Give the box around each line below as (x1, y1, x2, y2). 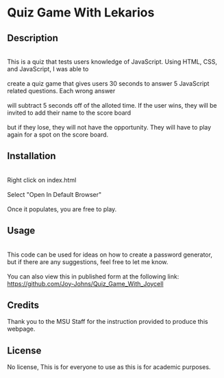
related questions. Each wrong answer (7, 87, 116, 95)
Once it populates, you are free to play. (7, 204, 117, 213)
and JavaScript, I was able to (7, 65, 89, 73)
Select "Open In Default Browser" (7, 190, 101, 198)
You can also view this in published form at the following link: (7, 272, 179, 281)
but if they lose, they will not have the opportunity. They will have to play (7, 123, 212, 131)
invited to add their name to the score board (7, 108, 132, 117)
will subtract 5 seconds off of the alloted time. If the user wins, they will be (7, 102, 217, 109)
